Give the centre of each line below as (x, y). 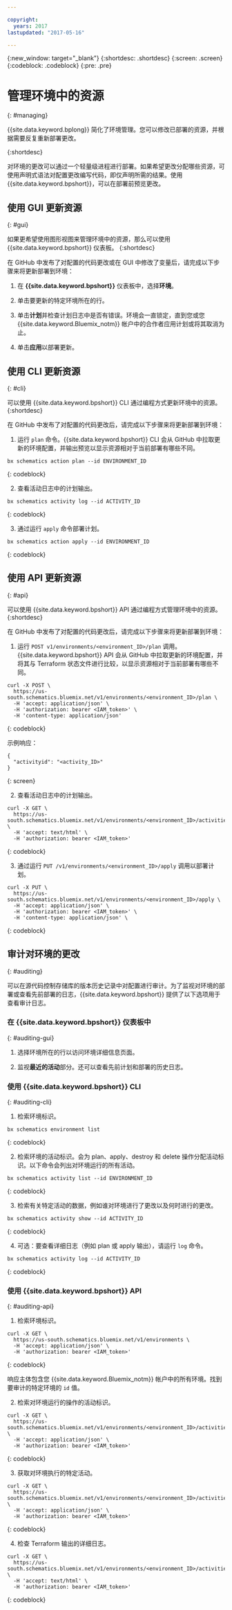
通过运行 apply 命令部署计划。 (60, 528)
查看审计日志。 (28, 1003)
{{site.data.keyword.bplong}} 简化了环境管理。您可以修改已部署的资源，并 (113, 129)
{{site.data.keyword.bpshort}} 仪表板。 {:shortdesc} (81, 248)
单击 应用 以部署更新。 (47, 348)
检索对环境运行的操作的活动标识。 (66, 1402)
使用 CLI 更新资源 (44, 371)
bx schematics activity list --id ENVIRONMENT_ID (80, 1179)
